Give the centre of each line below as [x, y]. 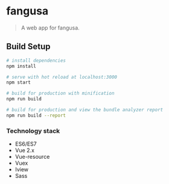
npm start [19, 82]
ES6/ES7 [26, 144]
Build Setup [28, 47]
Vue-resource [32, 157]
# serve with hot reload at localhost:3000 [62, 77]
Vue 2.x [25, 150]
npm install [21, 66]
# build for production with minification [60, 94]
